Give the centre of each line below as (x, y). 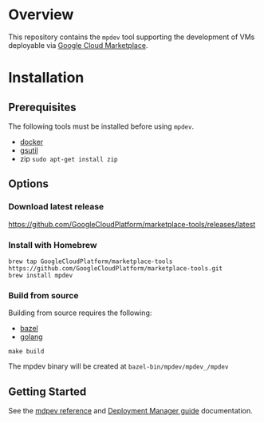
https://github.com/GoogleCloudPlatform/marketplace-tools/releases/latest (132, 224)
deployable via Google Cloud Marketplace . (78, 45)
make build (26, 352)
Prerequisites (42, 107)
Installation (46, 78)
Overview (41, 15)
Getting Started (47, 391)
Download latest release (56, 207)
